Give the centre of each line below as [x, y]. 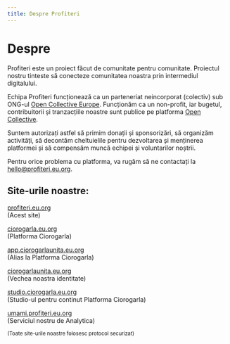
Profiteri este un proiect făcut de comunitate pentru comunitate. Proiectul [113, 68]
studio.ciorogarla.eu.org [42, 292]
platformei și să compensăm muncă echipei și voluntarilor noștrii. [101, 148]
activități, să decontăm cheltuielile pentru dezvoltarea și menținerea [106, 140]
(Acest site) [24, 215]
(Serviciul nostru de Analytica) [51, 321]
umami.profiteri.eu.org [40, 313]
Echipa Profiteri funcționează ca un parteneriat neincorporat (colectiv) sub [115, 96]
